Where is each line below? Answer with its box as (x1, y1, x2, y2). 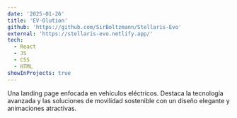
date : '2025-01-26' (7, 10, 65, 18)
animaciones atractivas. (7, 104, 76, 112)
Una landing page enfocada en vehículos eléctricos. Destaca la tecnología (7, 89, 224, 98)
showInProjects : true (7, 69, 71, 76)
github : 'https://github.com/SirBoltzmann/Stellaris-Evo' (7, 23, 182, 30)
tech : (7, 37, 23, 44)
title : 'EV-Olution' (7, 17, 69, 24)
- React (13, 43, 37, 50)
